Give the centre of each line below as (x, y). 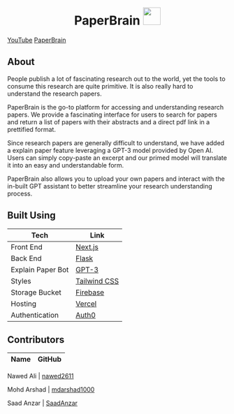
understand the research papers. (55, 94)
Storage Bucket (36, 292)
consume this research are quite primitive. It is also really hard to (100, 86)
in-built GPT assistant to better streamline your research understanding (110, 186)
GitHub (49, 360)
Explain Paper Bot (40, 269)
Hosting (24, 304)
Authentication (35, 315)
